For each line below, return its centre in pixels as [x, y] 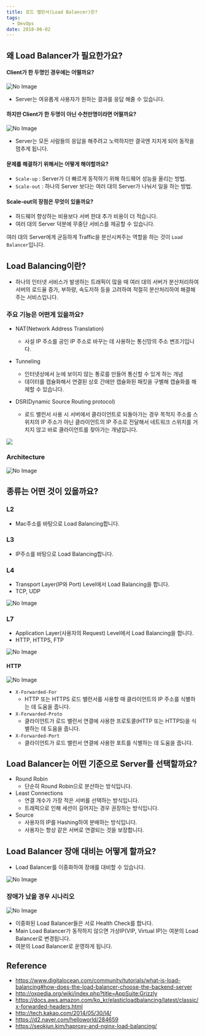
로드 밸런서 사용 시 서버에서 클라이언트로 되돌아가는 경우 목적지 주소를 [108, 414]
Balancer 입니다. [25, 245]
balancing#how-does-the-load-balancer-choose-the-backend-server [103, 987]
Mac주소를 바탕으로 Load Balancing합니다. [67, 523]
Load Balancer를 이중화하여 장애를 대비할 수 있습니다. [80, 867]
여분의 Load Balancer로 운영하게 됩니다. [64, 946]
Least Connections [39, 793]
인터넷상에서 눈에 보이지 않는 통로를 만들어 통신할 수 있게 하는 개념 [104, 374]
